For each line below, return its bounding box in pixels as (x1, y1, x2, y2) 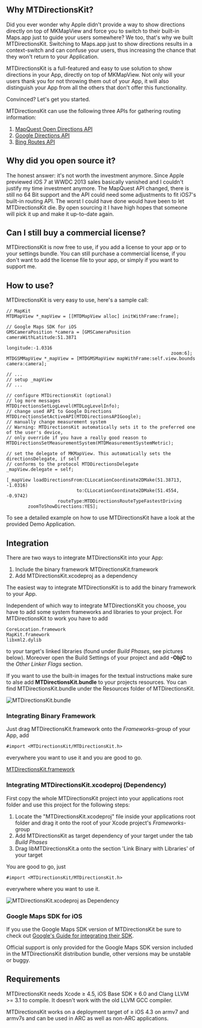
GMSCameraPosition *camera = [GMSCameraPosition (6, 329, 131, 336)
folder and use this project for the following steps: (6, 801, 130, 808)
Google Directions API (14, 132, 71, 139)
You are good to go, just (6, 863, 66, 870)
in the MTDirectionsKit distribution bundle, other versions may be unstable (6, 950, 191, 957)
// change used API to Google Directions (6, 409, 112, 415)
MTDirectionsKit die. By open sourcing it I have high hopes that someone (6, 203, 188, 211)
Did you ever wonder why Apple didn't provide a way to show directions (6, 21, 185, 28)
